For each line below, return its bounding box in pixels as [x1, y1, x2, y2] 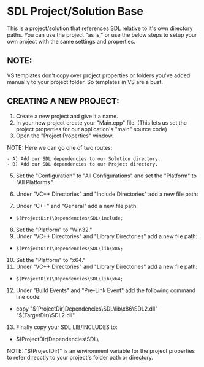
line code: [15, 293, 42, 300]
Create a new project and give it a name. [15, 112, 118, 120]
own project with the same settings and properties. [7, 37, 135, 45]
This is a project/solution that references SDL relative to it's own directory [7, 25, 193, 32]
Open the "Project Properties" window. [15, 132, 114, 139]
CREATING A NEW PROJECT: [7, 96, 120, 107]
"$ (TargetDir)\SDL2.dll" [15, 311, 75, 319]
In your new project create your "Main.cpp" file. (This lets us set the [15, 118, 187, 126]
